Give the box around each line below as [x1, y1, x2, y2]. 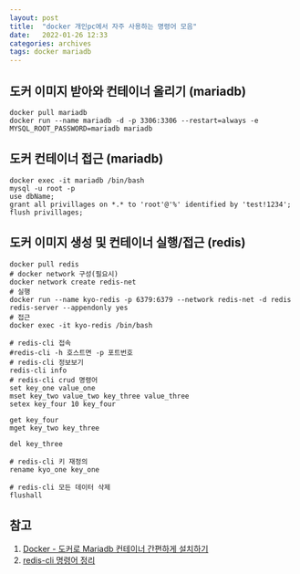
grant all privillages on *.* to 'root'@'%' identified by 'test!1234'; [9, 200, 292, 209]
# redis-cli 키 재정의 [9, 457, 88, 466]
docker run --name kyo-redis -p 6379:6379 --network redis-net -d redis [9, 295, 292, 304]
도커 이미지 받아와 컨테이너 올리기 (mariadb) [9, 83, 246, 99]
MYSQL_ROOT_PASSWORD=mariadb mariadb [9, 124, 153, 133]
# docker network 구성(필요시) [9, 269, 119, 278]
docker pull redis [9, 259, 79, 269]
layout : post [9, 13, 59, 23]
